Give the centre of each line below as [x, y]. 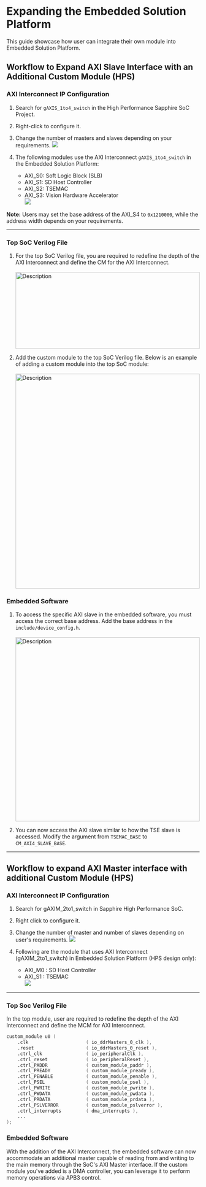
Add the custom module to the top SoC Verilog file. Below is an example [106, 357]
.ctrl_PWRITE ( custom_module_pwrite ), [86, 1088]
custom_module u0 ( [31, 1037]
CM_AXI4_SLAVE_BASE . [41, 843]
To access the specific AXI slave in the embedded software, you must [103, 614]
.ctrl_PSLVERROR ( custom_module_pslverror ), [90, 1105]
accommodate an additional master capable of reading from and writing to [100, 1158]
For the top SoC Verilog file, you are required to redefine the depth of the [107, 255]
